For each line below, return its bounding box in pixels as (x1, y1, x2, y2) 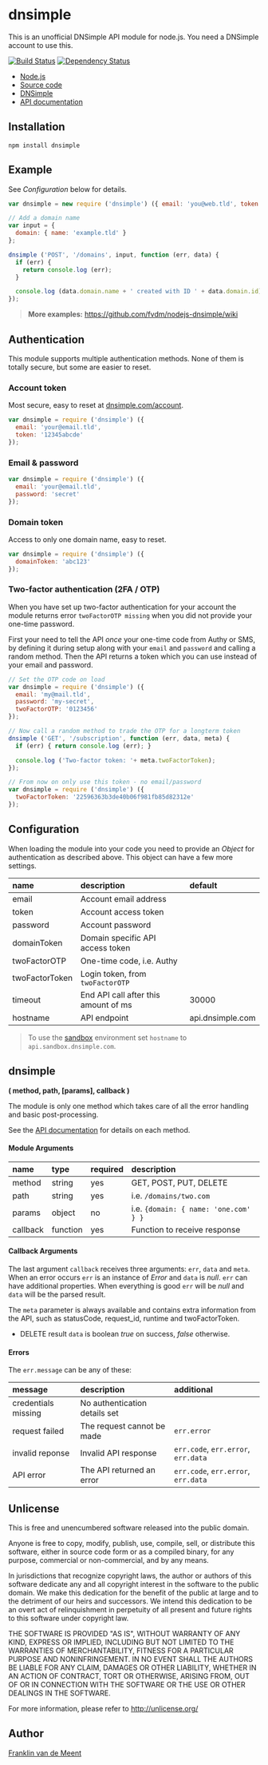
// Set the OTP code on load (8, 675, 105, 683)
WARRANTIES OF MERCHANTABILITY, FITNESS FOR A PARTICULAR (8, 1645, 234, 1655)
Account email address (80, 893, 167, 904)
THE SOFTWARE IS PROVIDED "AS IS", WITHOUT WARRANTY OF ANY (8, 1628, 241, 1638)
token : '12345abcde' (15, 431, 84, 439)
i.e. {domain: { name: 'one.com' (131, 1203, 251, 1214)
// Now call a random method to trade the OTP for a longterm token (8, 727, 241, 735)
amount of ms (80, 999, 133, 1010)
